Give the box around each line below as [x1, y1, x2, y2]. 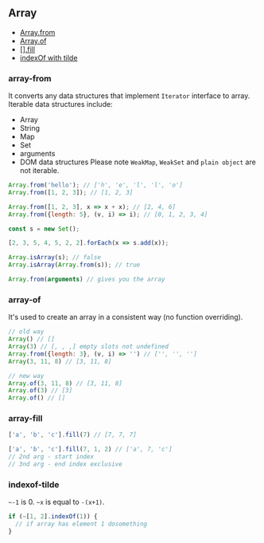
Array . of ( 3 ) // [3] [8, 387, 73, 395]
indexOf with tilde [19, 53, 78, 62]
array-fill [8, 413, 43, 424]
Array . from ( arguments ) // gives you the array [8, 275, 165, 284]
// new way [8, 372, 45, 380]
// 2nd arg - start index [8, 453, 94, 461]
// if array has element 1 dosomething [15, 520, 148, 529]
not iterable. [19, 166, 60, 175]
